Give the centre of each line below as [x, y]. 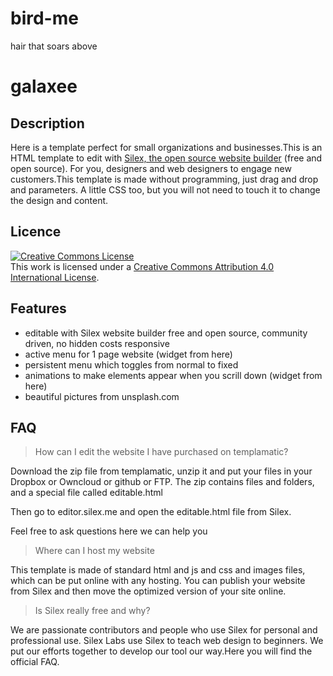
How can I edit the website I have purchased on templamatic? [161, 452]
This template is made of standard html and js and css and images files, [158, 570]
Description [47, 123]
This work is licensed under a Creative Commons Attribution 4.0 [142, 266]
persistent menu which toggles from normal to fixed [131, 364]
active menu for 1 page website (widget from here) [128, 354]
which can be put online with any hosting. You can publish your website [158, 581]
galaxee [44, 86]
